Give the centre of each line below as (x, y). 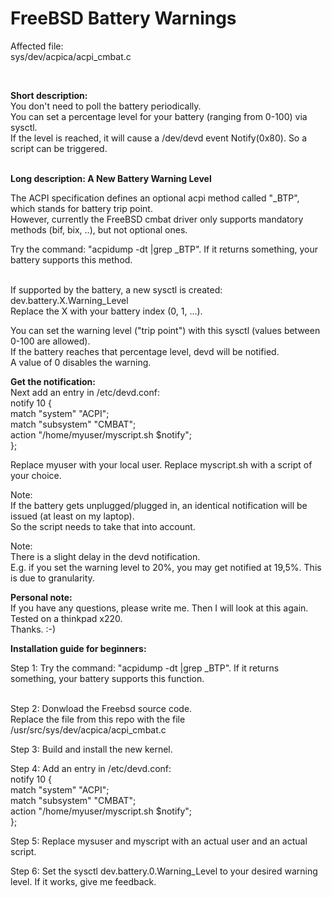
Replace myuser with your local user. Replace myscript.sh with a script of (161, 464)
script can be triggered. (59, 148)
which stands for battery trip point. (81, 208)
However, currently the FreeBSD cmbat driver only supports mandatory (157, 219)
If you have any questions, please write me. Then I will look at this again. (159, 608)
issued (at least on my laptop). (72, 516)
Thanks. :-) (33, 629)
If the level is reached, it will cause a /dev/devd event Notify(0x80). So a (159, 138)
